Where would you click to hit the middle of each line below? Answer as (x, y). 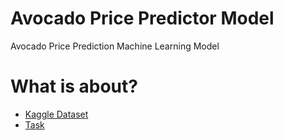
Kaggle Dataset (56, 114)
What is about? (74, 86)
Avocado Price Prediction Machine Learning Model (115, 46)
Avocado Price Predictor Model (142, 18)
